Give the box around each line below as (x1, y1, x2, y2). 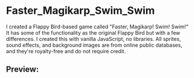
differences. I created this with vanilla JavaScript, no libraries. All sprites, (6, 35, 181, 42)
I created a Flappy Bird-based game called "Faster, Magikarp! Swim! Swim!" (6, 23, 189, 30)
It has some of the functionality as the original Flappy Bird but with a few (6, 29, 181, 36)
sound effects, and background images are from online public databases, (6, 42, 182, 49)
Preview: (6, 65, 39, 75)
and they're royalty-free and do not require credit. (6, 47, 126, 54)
